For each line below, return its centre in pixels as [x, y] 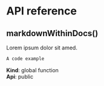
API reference [42, 11]
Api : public [20, 76]
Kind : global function [33, 70]
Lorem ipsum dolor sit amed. [42, 48]
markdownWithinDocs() [52, 33]
